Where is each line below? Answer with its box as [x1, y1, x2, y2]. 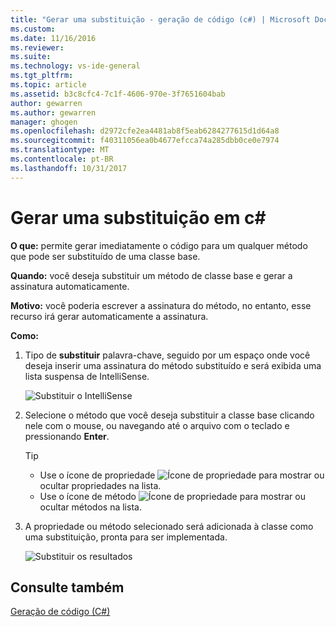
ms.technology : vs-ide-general [10, 61, 141, 71]
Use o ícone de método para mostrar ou [39, 490, 306, 502]
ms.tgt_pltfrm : [10, 71, 74, 81]
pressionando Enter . [24, 430, 110, 442]
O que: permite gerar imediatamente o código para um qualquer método [10, 239, 308, 251]
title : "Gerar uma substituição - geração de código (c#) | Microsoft [10, 14, 311, 25]
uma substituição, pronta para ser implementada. [24, 531, 228, 543]
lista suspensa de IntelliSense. [24, 370, 150, 382]
